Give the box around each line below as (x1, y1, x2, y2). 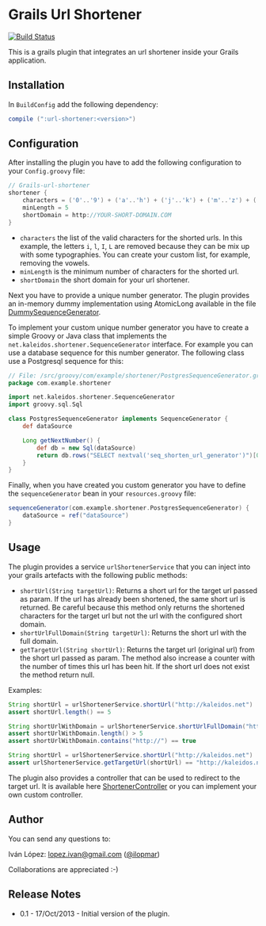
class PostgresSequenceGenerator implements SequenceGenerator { (8, 415, 228, 423)
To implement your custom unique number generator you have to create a (8, 323, 249, 332)
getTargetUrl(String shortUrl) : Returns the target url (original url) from (19, 645, 255, 654)
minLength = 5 (22, 204, 69, 212)
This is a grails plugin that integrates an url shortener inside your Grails (8, 47, 239, 56)
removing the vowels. (19, 258, 90, 267)
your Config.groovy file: (8, 166, 85, 176)
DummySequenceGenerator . (8, 307, 101, 316)
